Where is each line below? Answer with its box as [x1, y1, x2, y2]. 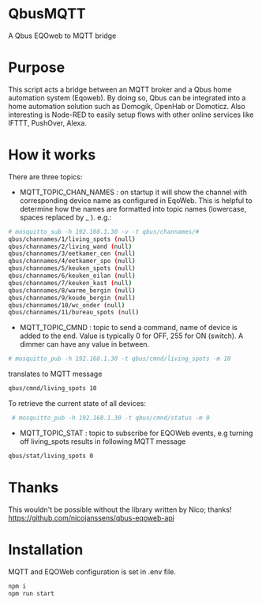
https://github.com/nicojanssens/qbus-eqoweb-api [8, 513, 175, 522]
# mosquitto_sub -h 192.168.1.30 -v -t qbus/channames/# [8, 227, 200, 235]
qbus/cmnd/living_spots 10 [8, 385, 97, 393]
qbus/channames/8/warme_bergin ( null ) [8, 286, 136, 295]
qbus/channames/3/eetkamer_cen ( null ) [8, 250, 136, 257]
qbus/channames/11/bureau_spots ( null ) [8, 309, 140, 317]
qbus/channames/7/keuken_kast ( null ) [8, 279, 133, 287]
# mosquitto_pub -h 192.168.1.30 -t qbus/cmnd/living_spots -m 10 [8, 355, 231, 363]
